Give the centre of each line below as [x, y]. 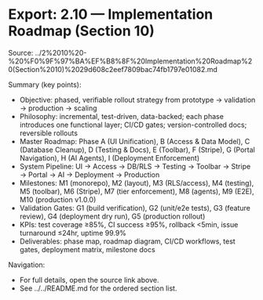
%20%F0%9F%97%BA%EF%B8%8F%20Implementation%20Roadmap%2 [130, 61]
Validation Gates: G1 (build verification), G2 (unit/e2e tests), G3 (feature [135, 208]
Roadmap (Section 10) [82, 31]
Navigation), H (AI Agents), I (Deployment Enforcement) [110, 157]
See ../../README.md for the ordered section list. [98, 288]
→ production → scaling [58, 108]
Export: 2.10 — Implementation [111, 14]
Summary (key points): [45, 85]
